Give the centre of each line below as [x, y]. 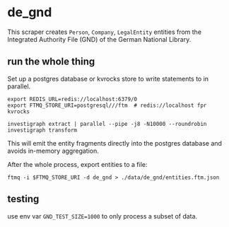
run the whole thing [51, 62]
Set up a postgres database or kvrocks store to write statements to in [108, 78]
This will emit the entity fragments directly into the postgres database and [115, 143]
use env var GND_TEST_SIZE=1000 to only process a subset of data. [102, 216]
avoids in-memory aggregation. [53, 151]
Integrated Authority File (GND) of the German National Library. [99, 39]
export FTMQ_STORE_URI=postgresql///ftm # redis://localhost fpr [107, 105]
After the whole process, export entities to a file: [77, 164]
